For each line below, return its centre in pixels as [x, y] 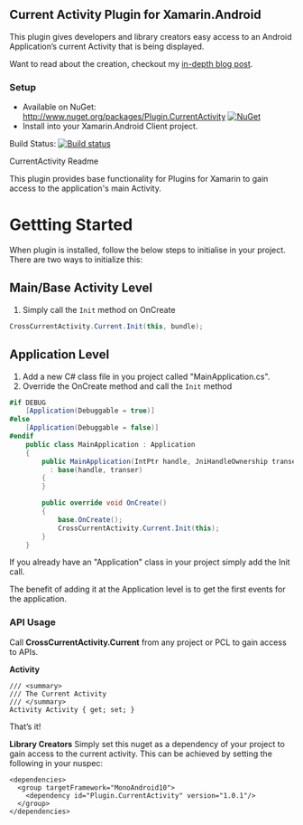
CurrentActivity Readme [54, 161]
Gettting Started [71, 225]
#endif [22, 436]
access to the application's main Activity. [86, 188]
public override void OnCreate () [105, 503]
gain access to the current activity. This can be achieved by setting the [141, 754]
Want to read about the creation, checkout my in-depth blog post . [131, 63]
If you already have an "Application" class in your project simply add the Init [150, 562]
